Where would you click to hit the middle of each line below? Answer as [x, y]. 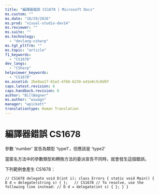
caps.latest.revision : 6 [30, 86]
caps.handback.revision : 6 [32, 91]
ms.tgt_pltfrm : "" [23, 46]
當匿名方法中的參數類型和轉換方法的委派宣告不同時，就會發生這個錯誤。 [77, 159]
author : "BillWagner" [27, 95]
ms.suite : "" [18, 32]
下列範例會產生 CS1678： [30, 169]
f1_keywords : [18, 55]
